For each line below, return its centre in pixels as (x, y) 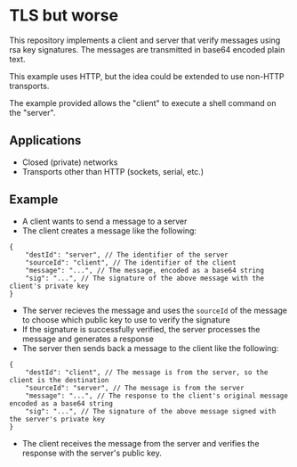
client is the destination (59, 380)
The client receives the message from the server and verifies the (140, 443)
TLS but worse (64, 16)
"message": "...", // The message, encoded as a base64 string (145, 270)
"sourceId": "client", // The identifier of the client (131, 262)
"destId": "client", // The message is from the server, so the (147, 372)
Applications (45, 140)
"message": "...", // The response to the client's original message (157, 396)
